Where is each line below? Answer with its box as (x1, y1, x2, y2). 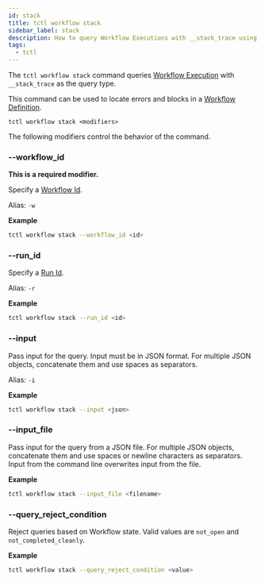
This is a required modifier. (8, 170, 99, 179)
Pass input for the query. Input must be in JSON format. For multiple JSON (8, 351, 252, 360)
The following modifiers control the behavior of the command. (8, 132, 211, 141)
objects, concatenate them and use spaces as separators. (8, 359, 198, 369)
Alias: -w (8, 200, 36, 210)
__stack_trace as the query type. (8, 79, 117, 88)
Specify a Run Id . (8, 268, 64, 278)
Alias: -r (8, 283, 36, 293)
